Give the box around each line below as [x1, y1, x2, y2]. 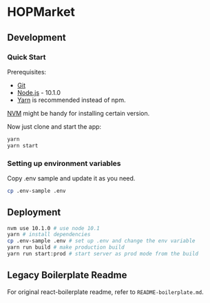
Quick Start [7, 52, 46, 62]
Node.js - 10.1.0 [17, 88, 61, 96]
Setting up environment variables [7, 158, 122, 168]
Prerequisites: [7, 67, 47, 76]
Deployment [7, 207, 61, 218]
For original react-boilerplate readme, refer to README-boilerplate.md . [7, 287, 204, 296]
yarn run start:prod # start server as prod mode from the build [7, 251, 198, 258]
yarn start [7, 142, 39, 149]
